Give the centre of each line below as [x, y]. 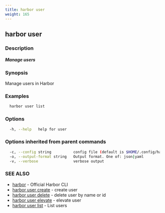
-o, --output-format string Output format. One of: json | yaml [77, 156]
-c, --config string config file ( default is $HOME [73, 152]
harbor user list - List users [40, 205]
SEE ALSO [17, 174]
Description [19, 48]
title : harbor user [25, 10]
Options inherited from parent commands [56, 142]
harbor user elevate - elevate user [47, 200]
